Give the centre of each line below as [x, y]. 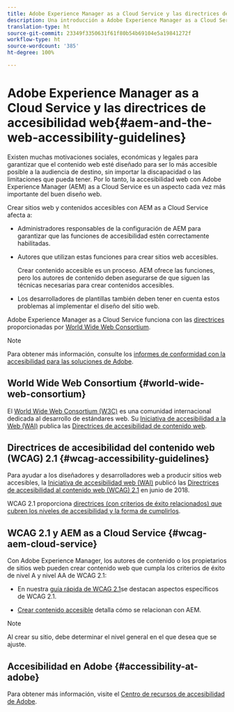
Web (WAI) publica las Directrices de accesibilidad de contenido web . [107, 425]
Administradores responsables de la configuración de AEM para [109, 228]
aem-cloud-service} [52, 544]
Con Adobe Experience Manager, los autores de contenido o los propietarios [117, 561]
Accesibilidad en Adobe [60, 666]
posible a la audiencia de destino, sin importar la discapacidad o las [104, 172]
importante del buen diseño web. [55, 194]
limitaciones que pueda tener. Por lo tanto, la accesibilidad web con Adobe [114, 179]
